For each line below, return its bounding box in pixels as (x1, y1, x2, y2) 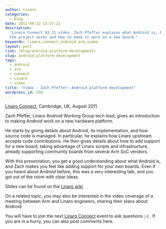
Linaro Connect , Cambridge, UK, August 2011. (5, 103, 98, 109)
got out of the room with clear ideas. (5, 174, 80, 180)
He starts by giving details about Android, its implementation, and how (5, 128, 148, 134)
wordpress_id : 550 (5, 90, 43, 95)
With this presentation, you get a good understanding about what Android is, (5, 158, 161, 164)
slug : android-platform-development (5, 53, 81, 58)
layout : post (5, 44, 32, 49)
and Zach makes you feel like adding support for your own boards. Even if (5, 163, 156, 169)
